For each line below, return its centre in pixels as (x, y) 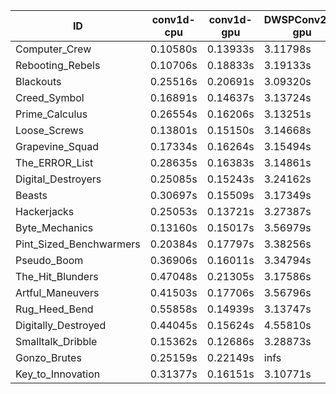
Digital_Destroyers (58, 179)
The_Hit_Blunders (57, 276)
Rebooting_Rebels (58, 65)
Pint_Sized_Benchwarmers (78, 244)
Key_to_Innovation (58, 374)
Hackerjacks (45, 211)
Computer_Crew (53, 49)
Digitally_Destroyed (61, 325)
